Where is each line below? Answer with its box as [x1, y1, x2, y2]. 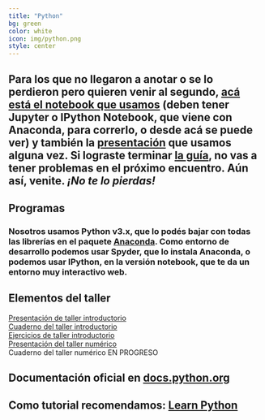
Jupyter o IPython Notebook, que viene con [8, 110, 233, 124]
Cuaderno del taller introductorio [8, 322, 118, 331]
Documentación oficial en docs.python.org [8, 371, 230, 385]
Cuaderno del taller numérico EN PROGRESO [8, 347, 159, 357]
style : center [8, 42, 57, 50]
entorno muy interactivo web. [8, 266, 128, 277]
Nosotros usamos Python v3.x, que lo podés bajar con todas [8, 225, 251, 236]
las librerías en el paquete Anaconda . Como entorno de [8, 236, 229, 247]
